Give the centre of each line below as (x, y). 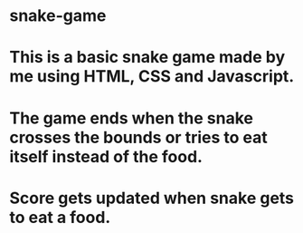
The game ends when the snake (132, 118)
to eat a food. (60, 217)
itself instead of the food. (106, 156)
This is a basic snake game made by (147, 58)
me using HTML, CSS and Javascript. (152, 77)
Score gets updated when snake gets (152, 198)
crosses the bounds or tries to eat (139, 137)
